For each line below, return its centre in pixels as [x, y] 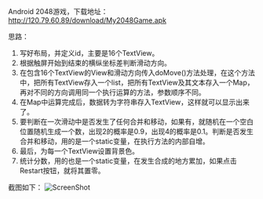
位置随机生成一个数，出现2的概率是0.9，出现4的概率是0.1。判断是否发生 [136, 131]
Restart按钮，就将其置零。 [62, 170]
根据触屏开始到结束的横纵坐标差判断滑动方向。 [95, 63]
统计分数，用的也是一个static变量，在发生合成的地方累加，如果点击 [128, 161]
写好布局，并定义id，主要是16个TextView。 [89, 53]
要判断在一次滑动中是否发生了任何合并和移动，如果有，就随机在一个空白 [136, 121]
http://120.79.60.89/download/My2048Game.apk [88, 20]
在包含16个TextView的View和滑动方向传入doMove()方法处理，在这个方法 [137, 72]
